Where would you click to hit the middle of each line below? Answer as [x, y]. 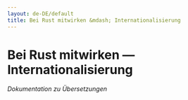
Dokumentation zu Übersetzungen [57, 89]
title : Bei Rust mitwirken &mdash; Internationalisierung [94, 20]
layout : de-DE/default [40, 14]
